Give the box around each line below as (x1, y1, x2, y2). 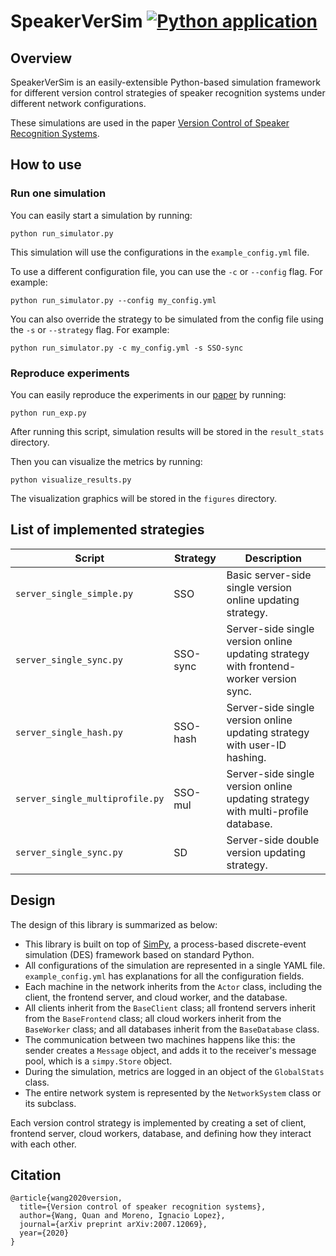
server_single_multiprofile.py (15, 793, 165, 804)
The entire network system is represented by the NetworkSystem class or (24, 1086, 322, 1099)
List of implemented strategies (10, 521, 205, 539)
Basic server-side (226, 568, 312, 582)
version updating (226, 845, 306, 859)
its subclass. (24, 1097, 77, 1109)
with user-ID (226, 738, 287, 752)
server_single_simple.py (15, 588, 134, 599)
